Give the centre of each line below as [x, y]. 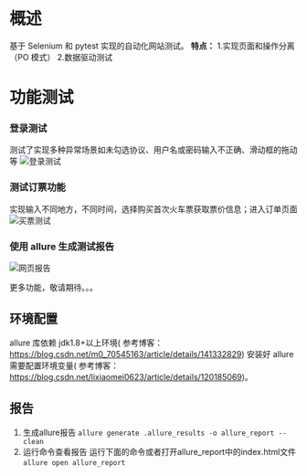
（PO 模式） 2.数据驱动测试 [61, 57]
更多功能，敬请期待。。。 [53, 288]
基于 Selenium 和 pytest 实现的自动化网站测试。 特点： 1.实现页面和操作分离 [152, 46]
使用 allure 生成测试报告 [62, 246]
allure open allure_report [74, 462]
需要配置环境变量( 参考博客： [64, 365]
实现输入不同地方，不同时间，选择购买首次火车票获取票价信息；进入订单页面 [153, 209]
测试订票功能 [38, 187]
